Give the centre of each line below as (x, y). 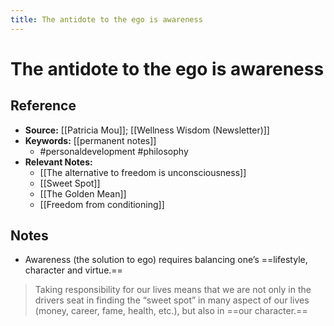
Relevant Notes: (58, 162)
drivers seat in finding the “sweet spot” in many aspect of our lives (172, 300)
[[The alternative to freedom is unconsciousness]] (143, 172)
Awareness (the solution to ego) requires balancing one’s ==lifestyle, (166, 260)
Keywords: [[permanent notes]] (90, 140)
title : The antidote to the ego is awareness (106, 19)
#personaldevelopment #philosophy (114, 151)
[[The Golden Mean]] (83, 193)
